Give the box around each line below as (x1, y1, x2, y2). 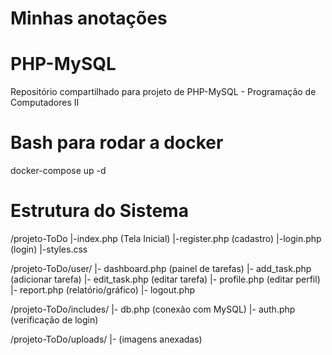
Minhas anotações (10, 7, 168, 30)
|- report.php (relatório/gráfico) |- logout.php (10, 284, 195, 296)
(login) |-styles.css (10, 243, 88, 255)
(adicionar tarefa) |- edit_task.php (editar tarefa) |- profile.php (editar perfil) (10, 273, 321, 285)
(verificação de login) (10, 314, 99, 326)
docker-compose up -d (10, 165, 107, 177)
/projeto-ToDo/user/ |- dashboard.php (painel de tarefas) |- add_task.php (10, 263, 312, 274)
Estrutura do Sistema (10, 200, 189, 222)
